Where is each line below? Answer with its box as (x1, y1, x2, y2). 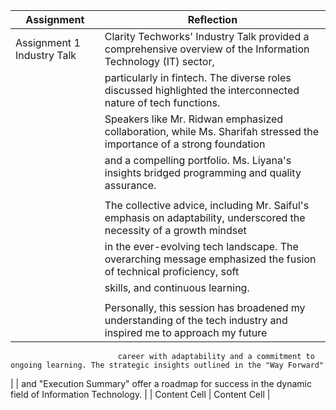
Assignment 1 (15, 36, 81, 49)
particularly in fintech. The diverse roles (104, 71, 292, 84)
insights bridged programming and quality (104, 166, 302, 179)
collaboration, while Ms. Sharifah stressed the (104, 125, 320, 138)
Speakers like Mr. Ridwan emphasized (104, 112, 284, 126)
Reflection (187, 13, 238, 26)
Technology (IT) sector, (104, 55, 215, 68)
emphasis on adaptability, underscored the (104, 211, 306, 224)
